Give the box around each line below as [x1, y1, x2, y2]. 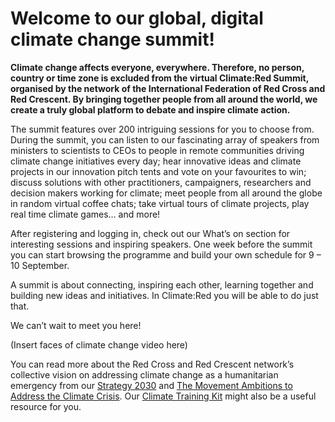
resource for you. [10, 400, 82, 412]
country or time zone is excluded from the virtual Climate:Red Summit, [10, 72, 309, 84]
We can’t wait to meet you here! [10, 319, 142, 331]
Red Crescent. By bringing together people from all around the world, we [10, 93, 318, 105]
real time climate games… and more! [10, 208, 161, 220]
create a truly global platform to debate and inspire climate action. [10, 103, 291, 116]
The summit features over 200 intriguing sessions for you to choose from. [10, 123, 315, 135]
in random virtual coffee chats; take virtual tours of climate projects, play [10, 197, 310, 209]
